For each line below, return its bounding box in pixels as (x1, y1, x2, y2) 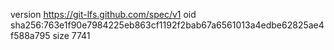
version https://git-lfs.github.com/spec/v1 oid (10, 9, 197, 20)
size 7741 (52, 30, 91, 41)
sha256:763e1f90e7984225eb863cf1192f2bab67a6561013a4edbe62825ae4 (10, 19, 325, 31)
